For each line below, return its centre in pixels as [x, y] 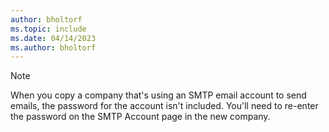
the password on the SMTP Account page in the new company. [140, 117]
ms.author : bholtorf [53, 47]
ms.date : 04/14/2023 [53, 38]
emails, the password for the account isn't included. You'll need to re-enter [164, 106]
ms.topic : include [48, 29]
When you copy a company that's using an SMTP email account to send [158, 95]
